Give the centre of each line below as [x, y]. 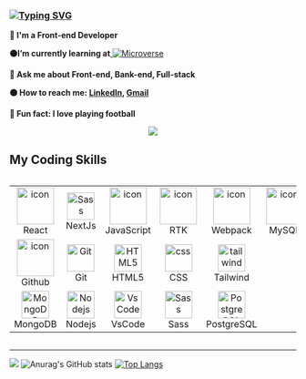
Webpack [231, 230]
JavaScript [128, 230]
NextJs [81, 225]
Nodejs [81, 324]
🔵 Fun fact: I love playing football [72, 114]
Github [36, 282]
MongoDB [36, 324]
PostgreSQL [232, 324]
